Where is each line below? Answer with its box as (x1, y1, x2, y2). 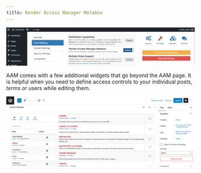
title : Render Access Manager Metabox (6, 10, 103, 16)
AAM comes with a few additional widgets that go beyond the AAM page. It (6, 71, 191, 79)
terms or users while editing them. (6, 84, 91, 91)
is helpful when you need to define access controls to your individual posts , (6, 78, 193, 85)
